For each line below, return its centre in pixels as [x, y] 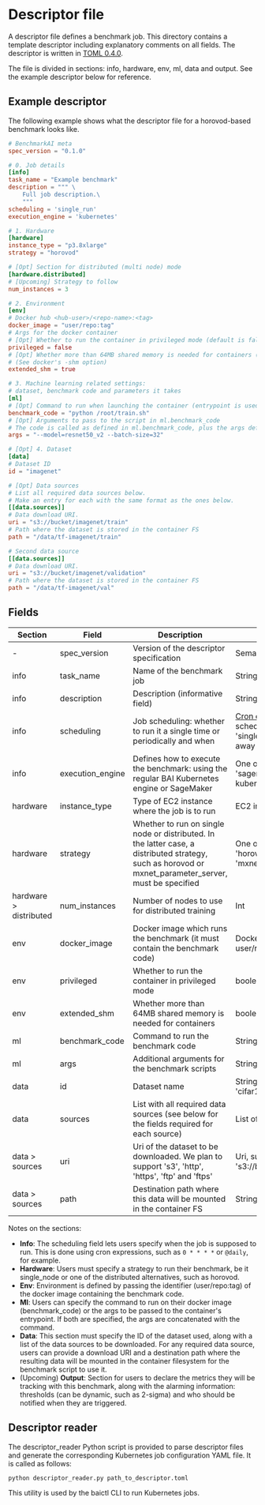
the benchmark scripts [175, 1068]
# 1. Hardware [32, 231]
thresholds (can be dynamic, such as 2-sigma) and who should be [127, 1394]
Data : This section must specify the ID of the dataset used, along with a [136, 1335]
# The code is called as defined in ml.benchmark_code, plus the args [127, 428]
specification [157, 658]
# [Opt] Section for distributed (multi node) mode [95, 267]
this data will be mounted [179, 1199]
